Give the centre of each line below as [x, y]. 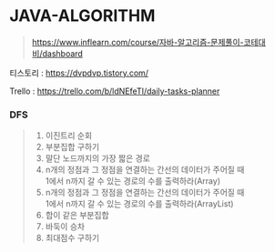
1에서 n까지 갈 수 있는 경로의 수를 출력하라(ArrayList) [139, 204]
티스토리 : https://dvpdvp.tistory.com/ [79, 73]
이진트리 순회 [69, 136]
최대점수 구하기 [72, 238]
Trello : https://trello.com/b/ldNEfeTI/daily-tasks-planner [115, 91]
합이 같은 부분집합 [77, 216]
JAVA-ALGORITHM [82, 16]
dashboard [63, 53]
